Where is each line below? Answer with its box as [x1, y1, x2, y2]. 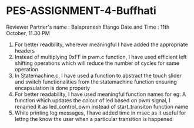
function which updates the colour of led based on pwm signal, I [14, 96, 170, 103]
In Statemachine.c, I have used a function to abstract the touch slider [14, 72, 182, 79]
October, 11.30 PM [6, 29, 50, 36]
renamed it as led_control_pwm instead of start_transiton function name [14, 103, 189, 110]
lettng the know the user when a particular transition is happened [14, 115, 173, 122]
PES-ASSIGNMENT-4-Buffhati [6, 4, 157, 18]
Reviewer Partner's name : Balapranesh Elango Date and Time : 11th [6, 23, 170, 30]
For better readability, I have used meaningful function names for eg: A [14, 91, 186, 98]
